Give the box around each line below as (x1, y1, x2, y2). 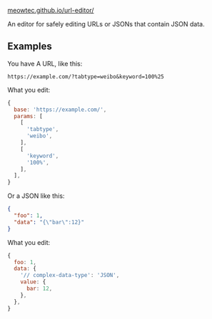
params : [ (14, 113, 43, 120)
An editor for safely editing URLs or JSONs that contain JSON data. (7, 20, 205, 28)
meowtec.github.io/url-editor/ (7, 6, 94, 14)
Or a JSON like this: (7, 192, 65, 200)
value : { (20, 278, 46, 286)
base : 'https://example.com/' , (14, 106, 107, 113)
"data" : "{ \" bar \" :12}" (14, 219, 84, 226)
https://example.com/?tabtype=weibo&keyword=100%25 (7, 73, 164, 80)
